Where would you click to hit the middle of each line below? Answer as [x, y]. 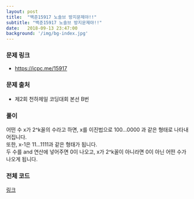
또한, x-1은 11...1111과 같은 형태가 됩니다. [52, 145]
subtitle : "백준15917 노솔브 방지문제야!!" [54, 22]
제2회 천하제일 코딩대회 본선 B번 [52, 99]
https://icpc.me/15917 [41, 68]
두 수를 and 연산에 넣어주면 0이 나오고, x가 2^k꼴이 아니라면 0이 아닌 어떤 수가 [96, 152]
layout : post [22, 12]
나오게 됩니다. [22, 159]
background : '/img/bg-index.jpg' [47, 34]
